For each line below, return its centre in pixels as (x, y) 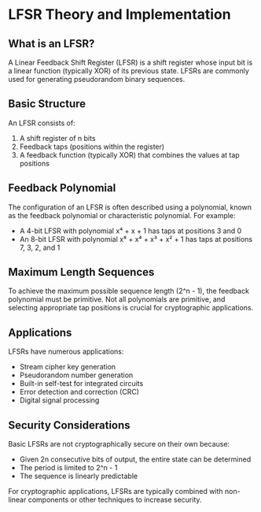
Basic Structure (47, 104)
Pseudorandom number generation (76, 375)
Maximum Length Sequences (81, 272)
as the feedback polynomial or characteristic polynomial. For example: (122, 215)
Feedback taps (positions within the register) (92, 147)
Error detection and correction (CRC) (79, 392)
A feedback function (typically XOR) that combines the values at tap (129, 154)
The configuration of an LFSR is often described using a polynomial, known (130, 207)
